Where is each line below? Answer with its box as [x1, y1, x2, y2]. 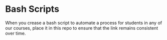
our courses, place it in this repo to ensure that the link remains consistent [5, 25, 158, 31]
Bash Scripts [5, 3, 59, 15]
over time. [5, 30, 26, 36]
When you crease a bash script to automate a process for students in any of [5, 20, 162, 26]
